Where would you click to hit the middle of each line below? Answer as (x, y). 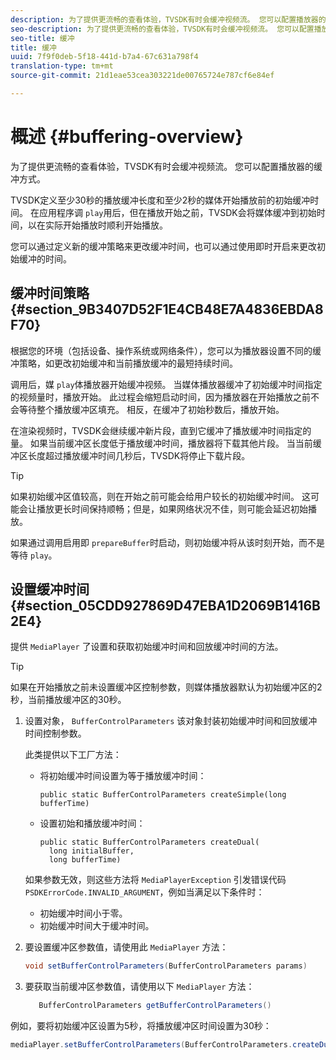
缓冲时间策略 (50, 293)
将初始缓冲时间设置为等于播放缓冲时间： (123, 776)
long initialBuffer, (91, 851)
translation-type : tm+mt (62, 66)
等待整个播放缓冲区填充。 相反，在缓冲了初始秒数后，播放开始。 (151, 409)
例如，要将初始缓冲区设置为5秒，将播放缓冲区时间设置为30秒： (141, 1026)
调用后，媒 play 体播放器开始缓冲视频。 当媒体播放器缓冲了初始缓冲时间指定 (166, 384)
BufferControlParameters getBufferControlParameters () (155, 1006)
